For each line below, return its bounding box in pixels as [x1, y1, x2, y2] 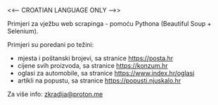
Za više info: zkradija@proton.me [7, 90, 103, 98]
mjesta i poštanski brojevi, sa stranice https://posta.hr [17, 54, 174, 62]
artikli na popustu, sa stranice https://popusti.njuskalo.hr [17, 76, 181, 85]
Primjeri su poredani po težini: [7, 41, 94, 48]
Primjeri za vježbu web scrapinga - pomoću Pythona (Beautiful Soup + [7, 20, 212, 27]
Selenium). [7, 27, 39, 35]
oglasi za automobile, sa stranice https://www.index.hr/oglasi [17, 69, 195, 77]
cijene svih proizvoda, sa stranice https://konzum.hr [17, 62, 168, 69]
